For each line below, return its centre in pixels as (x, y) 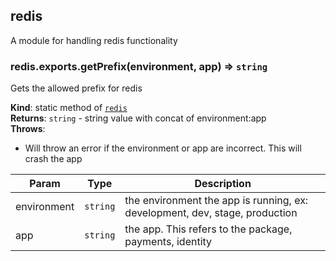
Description (223, 184)
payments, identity (168, 242)
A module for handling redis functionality (94, 40)
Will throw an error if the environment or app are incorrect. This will (163, 148)
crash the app (53, 159)
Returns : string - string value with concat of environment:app (138, 118)
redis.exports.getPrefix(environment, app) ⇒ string (139, 66)
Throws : (28, 129)
